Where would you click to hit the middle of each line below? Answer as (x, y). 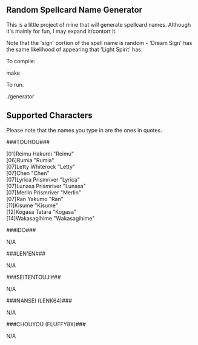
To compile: (21, 61)
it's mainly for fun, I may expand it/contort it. (61, 31)
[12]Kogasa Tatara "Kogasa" (41, 211)
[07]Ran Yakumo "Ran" (35, 199)
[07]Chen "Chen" (28, 173)
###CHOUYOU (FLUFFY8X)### (46, 324)
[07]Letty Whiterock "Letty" (41, 166)
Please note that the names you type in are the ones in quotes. (84, 130)
